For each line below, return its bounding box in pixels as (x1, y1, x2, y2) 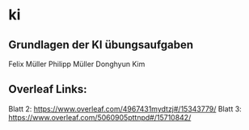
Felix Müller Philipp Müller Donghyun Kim (8, 59, 146, 69)
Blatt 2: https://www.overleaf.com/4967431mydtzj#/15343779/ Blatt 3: (8, 103, 243, 114)
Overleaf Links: (8, 82, 87, 96)
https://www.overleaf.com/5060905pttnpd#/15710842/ (8, 112, 192, 122)
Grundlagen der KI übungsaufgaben (8, 38, 194, 52)
